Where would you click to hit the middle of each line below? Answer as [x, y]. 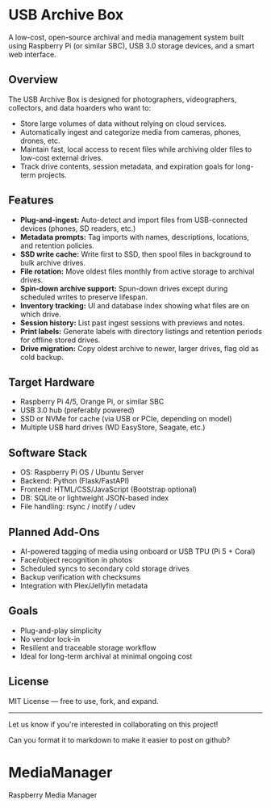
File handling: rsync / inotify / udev [77, 507]
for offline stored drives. [60, 340]
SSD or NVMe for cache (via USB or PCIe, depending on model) [126, 419]
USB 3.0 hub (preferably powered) [77, 410]
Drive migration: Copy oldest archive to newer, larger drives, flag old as [140, 348]
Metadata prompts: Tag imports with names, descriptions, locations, [135, 237]
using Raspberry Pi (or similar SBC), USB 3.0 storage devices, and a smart [131, 45]
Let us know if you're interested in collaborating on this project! [113, 724]
